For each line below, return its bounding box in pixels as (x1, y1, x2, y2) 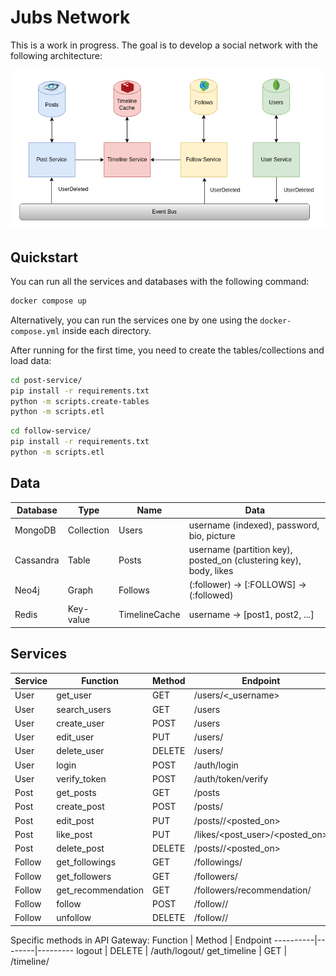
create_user (56, 717, 105, 729)
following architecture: (10, 49, 103, 61)
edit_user (56, 731, 95, 743)
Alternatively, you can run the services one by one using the (10, 314, 258, 326)
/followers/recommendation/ (193, 884, 312, 896)
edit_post (56, 814, 95, 826)
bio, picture (188, 529, 236, 541)
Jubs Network (10, 6, 131, 29)
